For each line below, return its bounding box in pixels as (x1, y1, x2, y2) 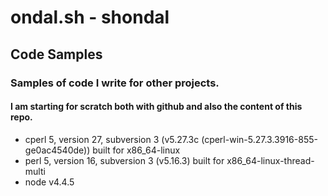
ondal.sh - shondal (10, 6, 170, 29)
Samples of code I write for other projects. (10, 76, 220, 90)
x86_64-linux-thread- (226, 154, 315, 166)
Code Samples (10, 46, 103, 63)
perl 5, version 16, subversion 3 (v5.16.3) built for (24, 154, 225, 166)
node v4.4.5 (24, 176, 75, 188)
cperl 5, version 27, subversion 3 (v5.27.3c (24, 133, 200, 145)
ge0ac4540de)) (24, 144, 91, 156)
